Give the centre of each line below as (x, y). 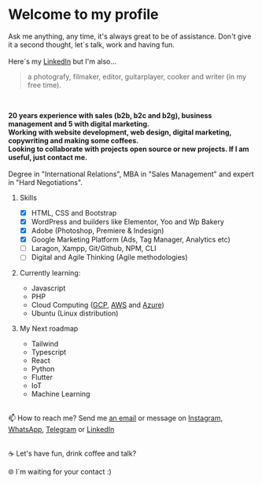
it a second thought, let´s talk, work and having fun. (92, 44)
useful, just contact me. (48, 157)
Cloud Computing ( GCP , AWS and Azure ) (98, 305)
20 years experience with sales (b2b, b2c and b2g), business (110, 115)
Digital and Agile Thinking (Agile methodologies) (109, 257)
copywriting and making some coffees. (74, 140)
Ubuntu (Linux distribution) (75, 313)
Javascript (48, 288)
